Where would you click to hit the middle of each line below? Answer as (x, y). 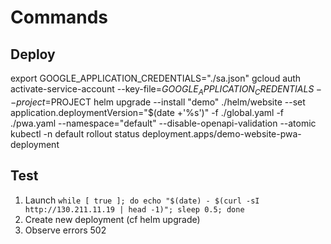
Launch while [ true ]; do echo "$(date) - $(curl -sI (142, 200)
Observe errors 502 (65, 230)
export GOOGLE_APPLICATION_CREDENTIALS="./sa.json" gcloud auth (156, 78)
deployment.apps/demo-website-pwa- (221, 133)
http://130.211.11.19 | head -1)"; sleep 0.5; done (134, 209)
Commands (59, 17)
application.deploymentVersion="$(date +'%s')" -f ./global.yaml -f (147, 112)
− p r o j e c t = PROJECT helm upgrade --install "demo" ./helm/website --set (158, 102)
